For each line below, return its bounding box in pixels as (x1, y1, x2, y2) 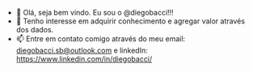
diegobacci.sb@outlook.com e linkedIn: (15, 45, 148, 55)
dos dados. (15, 25, 54, 34)
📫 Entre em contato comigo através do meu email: (15, 34, 186, 44)
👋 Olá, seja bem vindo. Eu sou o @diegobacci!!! (15, 8, 174, 17)
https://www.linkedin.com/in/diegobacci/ (15, 54, 153, 64)
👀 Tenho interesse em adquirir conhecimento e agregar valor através (15, 16, 245, 26)
